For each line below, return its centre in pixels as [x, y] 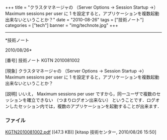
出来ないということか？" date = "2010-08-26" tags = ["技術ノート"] [75, 20]
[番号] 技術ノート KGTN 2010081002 [42, 60]
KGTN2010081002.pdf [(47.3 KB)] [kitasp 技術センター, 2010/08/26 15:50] [81, 132]
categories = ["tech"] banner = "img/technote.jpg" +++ [62, 25]
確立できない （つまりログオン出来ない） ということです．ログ [91, 100]
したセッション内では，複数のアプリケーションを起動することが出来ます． [85, 106]
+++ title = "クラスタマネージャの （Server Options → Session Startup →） [82, 7]
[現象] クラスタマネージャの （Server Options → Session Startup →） [76, 71]
